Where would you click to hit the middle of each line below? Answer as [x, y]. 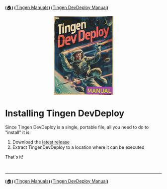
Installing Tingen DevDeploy [65, 113]
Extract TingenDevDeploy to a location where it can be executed [78, 147]
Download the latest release [41, 142]
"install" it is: [18, 132]
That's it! [14, 157]
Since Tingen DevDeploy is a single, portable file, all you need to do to [77, 127]
